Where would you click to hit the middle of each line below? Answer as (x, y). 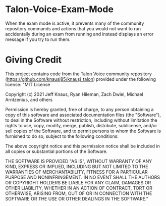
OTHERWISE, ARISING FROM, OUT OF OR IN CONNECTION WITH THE (79, 193)
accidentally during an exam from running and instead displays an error (79, 34)
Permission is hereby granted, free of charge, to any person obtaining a (79, 109)
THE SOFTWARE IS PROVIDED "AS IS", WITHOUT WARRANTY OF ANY (79, 161)
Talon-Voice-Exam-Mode (59, 9)
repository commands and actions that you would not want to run (73, 28)
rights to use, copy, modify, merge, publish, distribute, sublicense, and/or (81, 125)
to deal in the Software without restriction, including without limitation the (81, 120)
